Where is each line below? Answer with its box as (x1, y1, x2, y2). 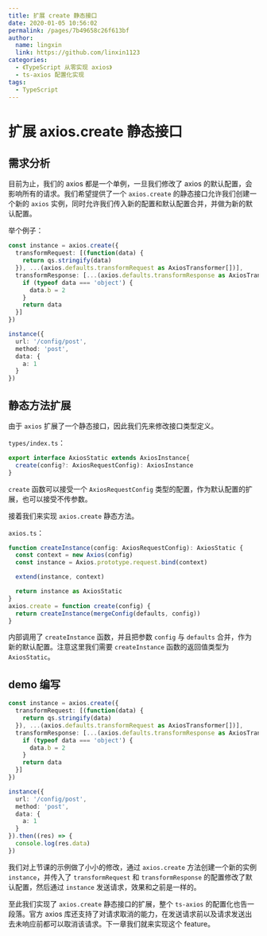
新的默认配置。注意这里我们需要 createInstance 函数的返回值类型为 (8, 642, 230, 652)
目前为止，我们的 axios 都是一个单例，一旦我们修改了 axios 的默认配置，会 (8, 179, 253, 189)
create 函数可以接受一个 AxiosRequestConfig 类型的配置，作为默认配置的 (8, 484, 246, 493)
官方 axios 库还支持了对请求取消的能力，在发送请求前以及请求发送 (29, 909, 246, 918)
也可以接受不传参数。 (21, 494, 92, 504)
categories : (8, 57, 48, 64)
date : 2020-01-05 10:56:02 (8, 19, 98, 27)
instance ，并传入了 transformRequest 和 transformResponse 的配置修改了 (8, 872, 246, 882)
